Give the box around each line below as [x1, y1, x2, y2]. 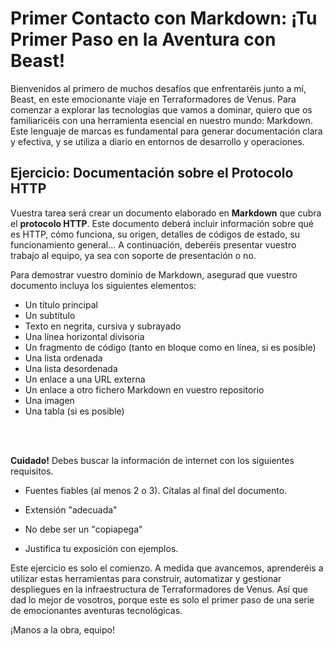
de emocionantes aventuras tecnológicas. [10, 604, 183, 616]
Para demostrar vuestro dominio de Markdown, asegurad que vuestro [10, 268, 298, 281]
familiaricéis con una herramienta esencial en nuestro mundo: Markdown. [10, 114, 313, 126]
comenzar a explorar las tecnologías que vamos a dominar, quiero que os [10, 103, 313, 116]
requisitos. [10, 465, 54, 477]
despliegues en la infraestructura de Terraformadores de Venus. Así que [10, 583, 308, 595]
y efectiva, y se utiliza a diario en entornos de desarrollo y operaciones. [10, 135, 305, 147]
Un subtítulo [24, 309, 76, 321]
